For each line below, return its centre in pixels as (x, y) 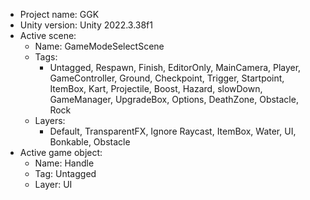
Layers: (50, 120)
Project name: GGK (59, 14)
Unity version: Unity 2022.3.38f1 (86, 25)
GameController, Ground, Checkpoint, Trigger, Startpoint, (167, 78)
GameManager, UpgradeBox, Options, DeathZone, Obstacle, (174, 99)
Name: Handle (64, 163)
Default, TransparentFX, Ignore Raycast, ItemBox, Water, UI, (173, 131)
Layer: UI (53, 184)
